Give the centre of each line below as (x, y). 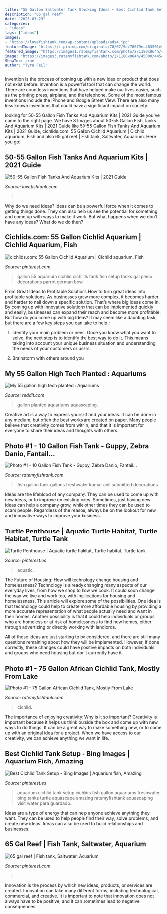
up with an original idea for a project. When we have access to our (73, 733)
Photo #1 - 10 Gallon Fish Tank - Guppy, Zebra (77, 446)
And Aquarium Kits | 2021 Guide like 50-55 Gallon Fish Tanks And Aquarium (83, 126)
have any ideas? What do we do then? (44, 222)
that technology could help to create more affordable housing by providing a (83, 606)
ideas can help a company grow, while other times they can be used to (78, 505)
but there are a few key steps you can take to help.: (58, 323)
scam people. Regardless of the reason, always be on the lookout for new (81, 510)
